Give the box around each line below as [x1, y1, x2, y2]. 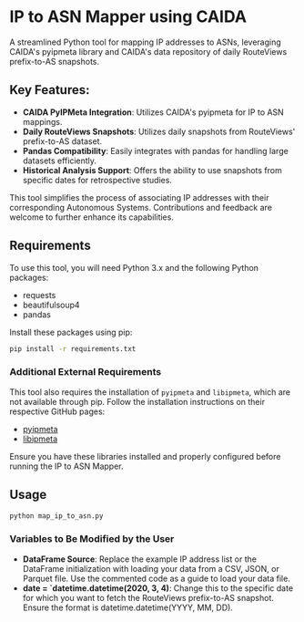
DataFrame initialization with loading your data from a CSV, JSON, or [22, 563, 279, 574]
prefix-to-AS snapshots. [9, 56, 100, 67]
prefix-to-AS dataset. [22, 135, 103, 147]
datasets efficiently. [22, 155, 97, 166]
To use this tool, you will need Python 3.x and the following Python [9, 262, 259, 273]
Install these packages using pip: [9, 327, 133, 337]
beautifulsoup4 [22, 299, 80, 310]
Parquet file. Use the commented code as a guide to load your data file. [22, 573, 291, 584]
